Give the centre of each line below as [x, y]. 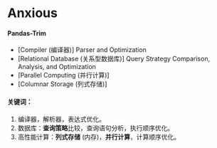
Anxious [33, 13]
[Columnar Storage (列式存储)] [62, 84]
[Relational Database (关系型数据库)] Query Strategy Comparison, [114, 59]
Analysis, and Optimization [57, 67]
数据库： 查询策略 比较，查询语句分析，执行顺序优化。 [96, 128]
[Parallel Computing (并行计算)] [63, 75]
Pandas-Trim [27, 33]
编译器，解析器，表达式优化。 [61, 119]
